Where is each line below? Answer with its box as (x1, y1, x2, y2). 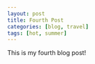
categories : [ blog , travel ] (7, 23, 89, 30)
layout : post (7, 10, 45, 17)
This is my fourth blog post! (7, 49, 87, 57)
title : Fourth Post (7, 17, 64, 24)
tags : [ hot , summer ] (7, 29, 68, 37)
